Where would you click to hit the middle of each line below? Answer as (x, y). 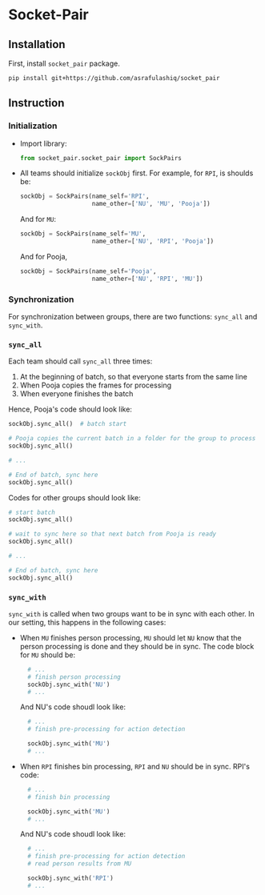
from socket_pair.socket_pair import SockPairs (100, 158)
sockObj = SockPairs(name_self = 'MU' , (83, 234)
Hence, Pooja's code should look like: (70, 409)
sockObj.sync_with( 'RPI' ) (70, 878)
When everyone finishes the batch (76, 394)
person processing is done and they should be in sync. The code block (137, 646)
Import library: (43, 143)
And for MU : (38, 219)
